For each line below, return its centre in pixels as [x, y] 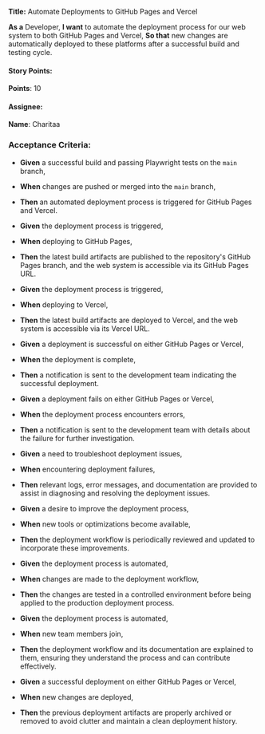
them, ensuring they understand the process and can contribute [125, 657]
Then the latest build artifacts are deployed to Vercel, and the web [129, 320]
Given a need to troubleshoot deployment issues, [101, 453]
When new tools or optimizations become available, [105, 524]
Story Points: [30, 70]
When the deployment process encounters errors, [103, 414]
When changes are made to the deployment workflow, [109, 578]
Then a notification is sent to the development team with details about [135, 429]
